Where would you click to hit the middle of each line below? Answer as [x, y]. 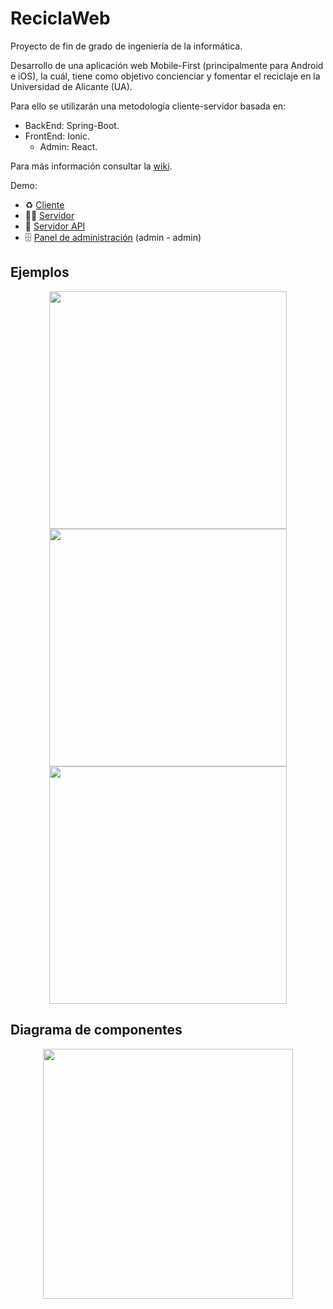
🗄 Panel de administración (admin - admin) [113, 237]
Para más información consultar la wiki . [91, 166]
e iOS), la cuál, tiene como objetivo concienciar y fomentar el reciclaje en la [165, 76]
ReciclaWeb [60, 18]
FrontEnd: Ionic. [57, 136]
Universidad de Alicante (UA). [71, 86]
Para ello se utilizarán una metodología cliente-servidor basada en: [148, 106]
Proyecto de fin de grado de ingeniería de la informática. [126, 46]
